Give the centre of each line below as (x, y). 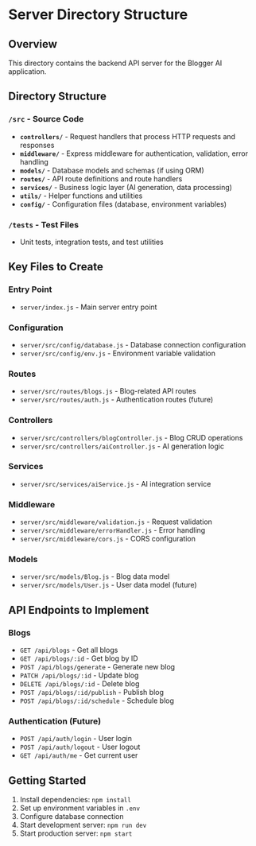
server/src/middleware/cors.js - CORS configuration (108, 539)
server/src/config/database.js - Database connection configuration (133, 344)
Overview (33, 44)
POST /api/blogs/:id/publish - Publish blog (92, 693)
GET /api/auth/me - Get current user (79, 755)
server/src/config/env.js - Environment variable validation (118, 353)
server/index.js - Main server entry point (88, 307)
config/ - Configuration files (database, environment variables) (123, 204)
